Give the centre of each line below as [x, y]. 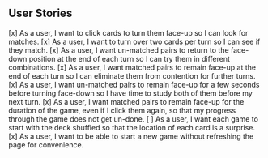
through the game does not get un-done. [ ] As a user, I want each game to [134, 119]
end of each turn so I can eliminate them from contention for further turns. [132, 75]
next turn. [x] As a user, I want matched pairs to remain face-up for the [126, 101]
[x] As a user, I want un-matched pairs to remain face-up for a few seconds [134, 84]
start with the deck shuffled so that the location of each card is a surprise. [132, 127]
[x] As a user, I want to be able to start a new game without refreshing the [131, 136]
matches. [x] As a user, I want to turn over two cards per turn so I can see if [134, 41]
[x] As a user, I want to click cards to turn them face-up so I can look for [128, 32]
